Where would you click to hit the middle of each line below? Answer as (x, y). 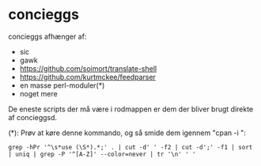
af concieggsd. (33, 117)
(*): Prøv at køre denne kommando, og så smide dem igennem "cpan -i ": (127, 133)
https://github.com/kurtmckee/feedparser (88, 77)
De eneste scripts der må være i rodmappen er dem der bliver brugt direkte (131, 109)
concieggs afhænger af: (47, 36)
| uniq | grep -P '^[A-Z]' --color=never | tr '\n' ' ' (102, 154)
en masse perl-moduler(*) (62, 85)
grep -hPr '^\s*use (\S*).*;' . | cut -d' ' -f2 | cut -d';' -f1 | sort (130, 147)
